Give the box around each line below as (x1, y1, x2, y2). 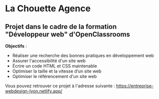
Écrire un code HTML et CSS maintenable (12, 63, 97, 69)
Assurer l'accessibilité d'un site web (12, 58, 86, 64)
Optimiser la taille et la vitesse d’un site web (12, 68, 102, 74)
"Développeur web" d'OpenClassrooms (5, 30, 130, 38)
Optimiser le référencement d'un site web (12, 74, 97, 79)
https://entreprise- (116, 83, 154, 89)
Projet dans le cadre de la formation (5, 23, 117, 31)
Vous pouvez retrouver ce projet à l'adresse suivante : (5, 83, 115, 89)
